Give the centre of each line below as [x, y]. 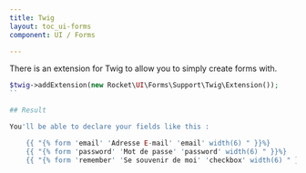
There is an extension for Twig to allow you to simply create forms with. [143, 68]
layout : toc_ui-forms [51, 26]
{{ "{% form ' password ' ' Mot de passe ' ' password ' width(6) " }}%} [156, 151]
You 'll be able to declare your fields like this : [109, 127]
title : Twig [32, 18]
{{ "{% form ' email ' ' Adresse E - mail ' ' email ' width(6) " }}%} [148, 143]
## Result [28, 110]
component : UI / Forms [52, 35]
